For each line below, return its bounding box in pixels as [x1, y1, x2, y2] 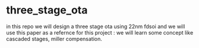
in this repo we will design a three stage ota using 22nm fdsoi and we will [6, 23, 185, 30]
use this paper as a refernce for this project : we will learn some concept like [6, 29, 194, 36]
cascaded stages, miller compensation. [6, 35, 103, 42]
